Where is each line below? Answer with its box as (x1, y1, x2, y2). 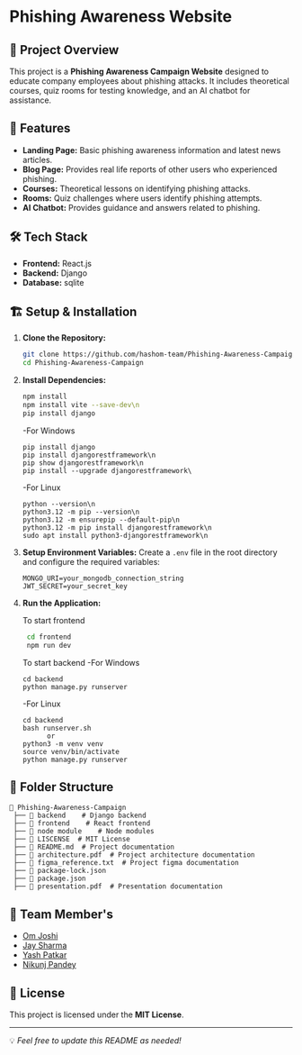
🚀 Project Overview (9, 42, 120, 58)
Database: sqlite (22, 277, 84, 287)
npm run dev (26, 641, 72, 650)
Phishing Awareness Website (9, 6, 233, 27)
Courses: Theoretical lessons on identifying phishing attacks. (22, 183, 251, 194)
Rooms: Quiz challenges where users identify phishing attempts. (22, 192, 262, 204)
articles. (22, 154, 53, 165)
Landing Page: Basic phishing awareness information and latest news (22, 144, 281, 155)
